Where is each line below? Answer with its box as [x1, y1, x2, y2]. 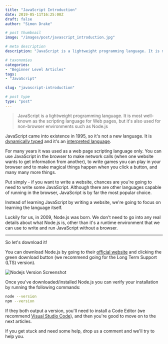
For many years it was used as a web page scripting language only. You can [5, 148, 161, 154]
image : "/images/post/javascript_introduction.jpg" [5, 35, 115, 40]
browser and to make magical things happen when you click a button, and [5, 163, 157, 170]
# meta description [5, 44, 46, 49]
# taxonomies [5, 57, 32, 62]
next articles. [5, 318, 32, 324]
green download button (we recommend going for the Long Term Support [5, 254, 157, 260]
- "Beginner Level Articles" [5, 67, 66, 72]
